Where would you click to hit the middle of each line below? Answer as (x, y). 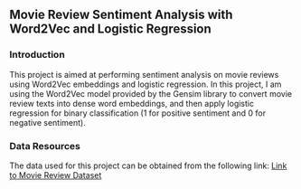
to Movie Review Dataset (56, 175)
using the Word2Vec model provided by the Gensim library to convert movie (150, 93)
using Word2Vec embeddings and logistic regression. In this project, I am (146, 84)
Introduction (37, 55)
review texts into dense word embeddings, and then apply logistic (132, 103)
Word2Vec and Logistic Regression (111, 29)
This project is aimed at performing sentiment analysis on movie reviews (144, 74)
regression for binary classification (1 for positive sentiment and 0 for (138, 113)
